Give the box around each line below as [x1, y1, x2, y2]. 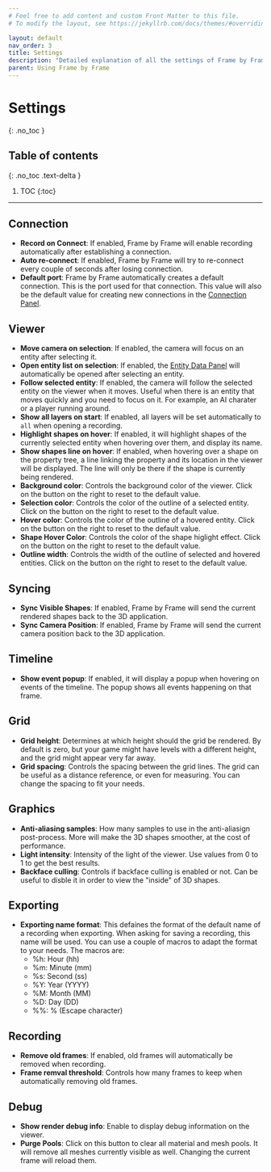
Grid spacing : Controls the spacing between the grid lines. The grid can [19, 761, 260, 771]
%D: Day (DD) [31, 997, 79, 1007]
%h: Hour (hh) [31, 955, 80, 964]
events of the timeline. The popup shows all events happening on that [19, 682, 252, 692]
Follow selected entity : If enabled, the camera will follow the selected [19, 377, 252, 388]
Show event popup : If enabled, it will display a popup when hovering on [19, 673, 260, 683]
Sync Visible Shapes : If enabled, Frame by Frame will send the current [19, 603, 256, 613]
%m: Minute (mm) [31, 963, 93, 972]
